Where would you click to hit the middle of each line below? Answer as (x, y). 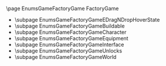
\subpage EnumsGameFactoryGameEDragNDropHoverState (87, 20)
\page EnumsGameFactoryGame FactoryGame (62, 8)
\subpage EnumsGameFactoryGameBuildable (70, 26)
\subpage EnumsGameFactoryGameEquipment (71, 38)
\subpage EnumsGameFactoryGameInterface (69, 44)
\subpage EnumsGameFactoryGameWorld (65, 57)
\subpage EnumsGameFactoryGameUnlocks (68, 51)
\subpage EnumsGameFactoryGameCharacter (70, 32)
